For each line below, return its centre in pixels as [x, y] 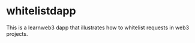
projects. [17, 33]
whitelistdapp [41, 11]
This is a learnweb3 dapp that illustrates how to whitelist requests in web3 [98, 27]
